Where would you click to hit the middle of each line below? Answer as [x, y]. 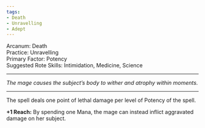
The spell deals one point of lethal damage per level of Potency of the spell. [101, 100]
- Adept [16, 29]
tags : [13, 12]
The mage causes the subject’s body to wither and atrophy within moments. [102, 83]
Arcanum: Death [27, 46]
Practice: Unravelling [33, 53]
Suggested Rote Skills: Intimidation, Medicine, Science [75, 66]
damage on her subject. [36, 118]
